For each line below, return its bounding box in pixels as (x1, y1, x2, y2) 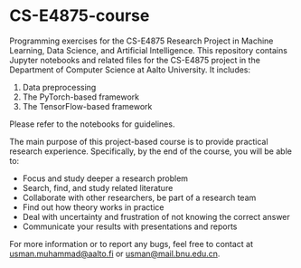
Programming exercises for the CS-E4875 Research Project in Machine (9, 35, 274, 46)
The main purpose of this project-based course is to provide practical (9, 136, 268, 147)
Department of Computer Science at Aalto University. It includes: (9, 64, 251, 75)
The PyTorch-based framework (22, 91, 140, 102)
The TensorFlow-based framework (22, 100, 153, 111)
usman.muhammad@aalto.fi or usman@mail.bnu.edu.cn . (9, 248, 221, 259)
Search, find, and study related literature (22, 182, 174, 193)
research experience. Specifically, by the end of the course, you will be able (9, 146, 292, 157)
